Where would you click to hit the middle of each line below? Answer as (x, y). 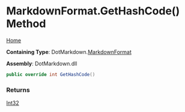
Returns (18, 90)
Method (26, 24)
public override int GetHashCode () (51, 74)
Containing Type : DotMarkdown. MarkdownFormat (69, 52)
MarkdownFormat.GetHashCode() (93, 11)
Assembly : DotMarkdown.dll (42, 63)
